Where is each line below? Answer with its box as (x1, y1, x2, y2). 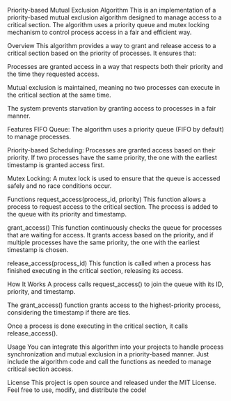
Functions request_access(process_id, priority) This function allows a (7, 195, 207, 203)
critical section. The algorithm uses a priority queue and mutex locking (7, 21, 210, 29)
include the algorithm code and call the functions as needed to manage (7, 358, 212, 365)
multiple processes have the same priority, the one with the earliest (7, 238, 200, 246)
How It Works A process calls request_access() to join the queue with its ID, (7, 280, 224, 288)
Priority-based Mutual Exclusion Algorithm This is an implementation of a (7, 6, 216, 14)
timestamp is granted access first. (7, 161, 105, 169)
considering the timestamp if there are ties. (7, 308, 131, 316)
